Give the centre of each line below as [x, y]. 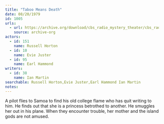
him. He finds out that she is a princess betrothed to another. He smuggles [80, 106]
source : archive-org [35, 32]
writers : [14, 69]
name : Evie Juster [32, 55]
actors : [13, 37]
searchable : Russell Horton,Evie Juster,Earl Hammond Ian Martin [73, 82]
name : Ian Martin [31, 78]
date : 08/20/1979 [23, 14]
